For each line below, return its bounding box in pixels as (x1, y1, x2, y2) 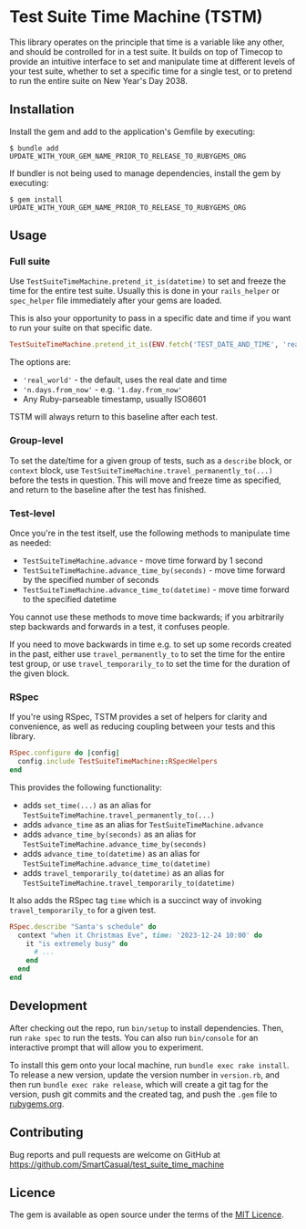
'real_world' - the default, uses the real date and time (22, 374, 228, 385)
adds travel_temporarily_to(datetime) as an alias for (22, 867, 225, 878)
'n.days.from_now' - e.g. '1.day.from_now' (22, 384, 183, 395)
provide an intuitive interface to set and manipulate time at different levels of (9, 56, 296, 67)
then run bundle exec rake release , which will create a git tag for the (9, 1078, 269, 1089)
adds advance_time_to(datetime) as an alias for (22, 848, 200, 859)
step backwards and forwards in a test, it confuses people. (9, 620, 230, 631)
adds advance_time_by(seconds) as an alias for (22, 828, 197, 839)
